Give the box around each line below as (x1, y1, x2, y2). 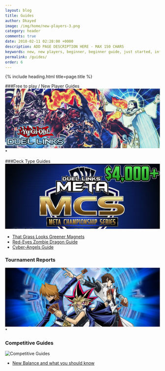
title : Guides (5, 13, 34, 18)
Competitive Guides (5, 339, 54, 346)
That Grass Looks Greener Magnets (12, 234, 85, 239)
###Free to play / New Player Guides (5, 83, 80, 89)
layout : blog (5, 8, 32, 13)
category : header (5, 28, 41, 34)
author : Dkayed (5, 18, 36, 23)
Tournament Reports (5, 256, 55, 263)
